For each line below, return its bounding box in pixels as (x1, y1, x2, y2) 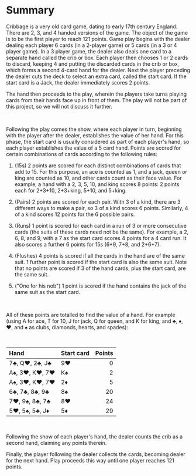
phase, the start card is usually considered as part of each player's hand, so (6, 138, 190, 145)
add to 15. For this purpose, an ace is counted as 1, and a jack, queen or (14, 168, 187, 175)
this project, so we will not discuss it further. (6, 103, 113, 110)
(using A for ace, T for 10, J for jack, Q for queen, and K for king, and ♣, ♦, (6, 318, 183, 325)
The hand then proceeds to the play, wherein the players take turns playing (6, 90, 187, 97)
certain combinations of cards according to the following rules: (6, 150, 157, 157)
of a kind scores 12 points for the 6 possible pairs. (14, 211, 135, 218)
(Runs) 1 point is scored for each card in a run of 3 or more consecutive (14, 222, 187, 229)
